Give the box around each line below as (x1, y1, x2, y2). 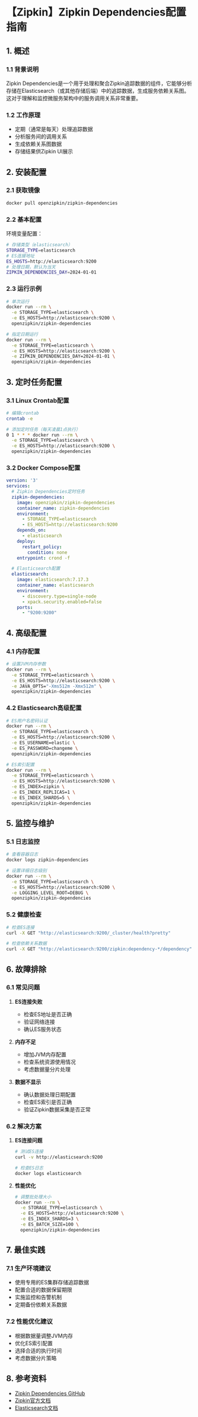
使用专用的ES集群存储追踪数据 (14, 1279, 90, 1286)
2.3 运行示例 (6, 285, 42, 293)
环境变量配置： (6, 230, 43, 237)
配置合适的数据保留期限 (14, 1286, 72, 1293)
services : (6, 483, 31, 489)
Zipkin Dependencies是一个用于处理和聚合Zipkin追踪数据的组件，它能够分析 (6, 80, 193, 87)
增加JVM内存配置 (23, 1051, 66, 1058)
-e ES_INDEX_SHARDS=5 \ (11, 794, 70, 800)
